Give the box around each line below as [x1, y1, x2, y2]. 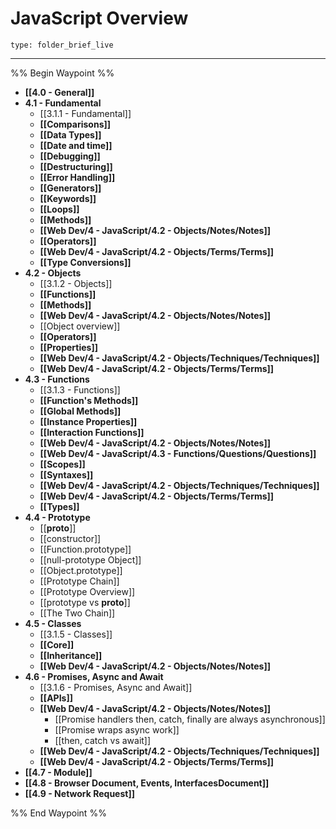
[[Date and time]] [39, 139, 113, 151]
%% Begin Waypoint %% [10, 67, 115, 79]
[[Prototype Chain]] [39, 575, 120, 587]
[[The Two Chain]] [39, 607, 116, 619]
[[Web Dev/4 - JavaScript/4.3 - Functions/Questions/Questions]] [39, 447, 317, 459]
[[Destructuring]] [39, 160, 113, 172]
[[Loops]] [39, 203, 80, 215]
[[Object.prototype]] [39, 564, 123, 576]
